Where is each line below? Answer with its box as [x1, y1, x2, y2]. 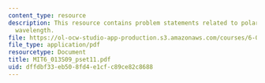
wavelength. [15, 26, 55, 34]
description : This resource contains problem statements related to [8, 19, 238, 27]
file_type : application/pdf [8, 41, 101, 49]
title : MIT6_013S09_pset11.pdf [8, 56, 111, 64]
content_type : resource [8, 11, 87, 20]
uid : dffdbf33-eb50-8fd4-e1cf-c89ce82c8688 [8, 63, 154, 71]
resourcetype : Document [8, 48, 87, 56]
